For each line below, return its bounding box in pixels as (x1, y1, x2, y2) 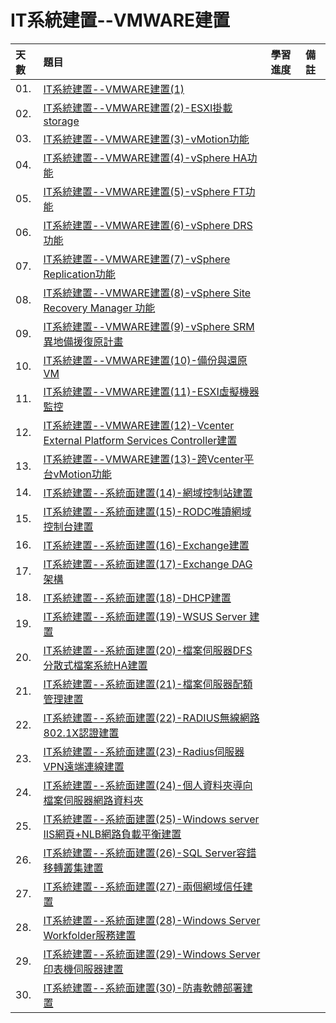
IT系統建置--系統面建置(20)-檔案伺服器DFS (43, 643, 253, 657)
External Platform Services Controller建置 (43, 433, 238, 447)
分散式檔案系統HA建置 (43, 658, 148, 672)
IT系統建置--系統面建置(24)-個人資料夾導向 (43, 778, 253, 792)
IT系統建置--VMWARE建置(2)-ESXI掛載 (43, 101, 233, 115)
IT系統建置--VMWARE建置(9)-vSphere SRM (43, 319, 255, 333)
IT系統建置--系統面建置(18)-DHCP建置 (43, 591, 232, 605)
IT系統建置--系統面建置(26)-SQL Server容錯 (43, 846, 257, 860)
